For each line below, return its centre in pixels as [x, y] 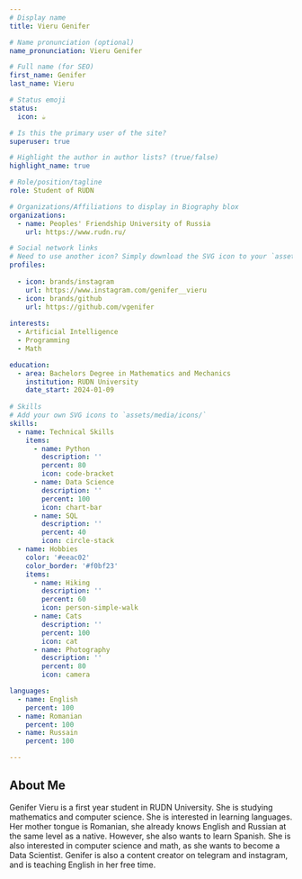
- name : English [48, 699]
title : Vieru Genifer [50, 26]
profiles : [28, 265]
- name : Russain [48, 733]
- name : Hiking [62, 583]
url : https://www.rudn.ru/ [76, 232]
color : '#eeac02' [58, 557]
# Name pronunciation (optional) [72, 42]
